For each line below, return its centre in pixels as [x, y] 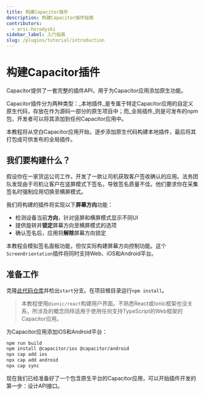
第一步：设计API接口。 [35, 386]
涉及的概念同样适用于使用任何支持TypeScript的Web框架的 [110, 311]
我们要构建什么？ [38, 160]
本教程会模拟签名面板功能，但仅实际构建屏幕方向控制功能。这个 [86, 245]
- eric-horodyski [34, 29]
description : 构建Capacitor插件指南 [50, 18]
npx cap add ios [27, 355]
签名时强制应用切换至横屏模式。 [46, 191]
